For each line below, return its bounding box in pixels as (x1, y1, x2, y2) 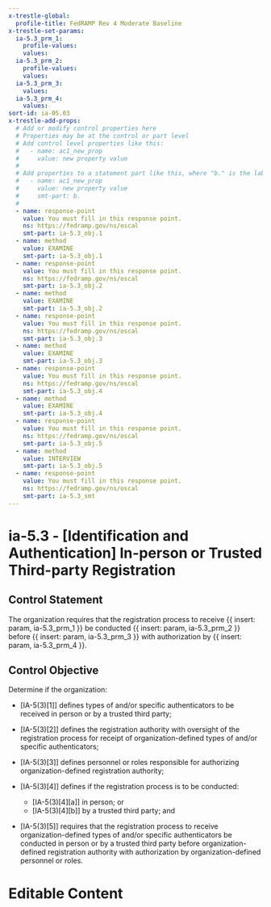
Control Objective (8, 663, 99, 678)
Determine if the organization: (8, 685, 107, 695)
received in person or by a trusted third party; (19, 709, 172, 719)
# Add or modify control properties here (15, 124, 157, 132)
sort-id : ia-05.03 (8, 110, 70, 118)
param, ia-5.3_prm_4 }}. (8, 640, 87, 650)
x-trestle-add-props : (8, 117, 81, 125)
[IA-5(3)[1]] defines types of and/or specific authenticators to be (19, 700, 235, 710)
